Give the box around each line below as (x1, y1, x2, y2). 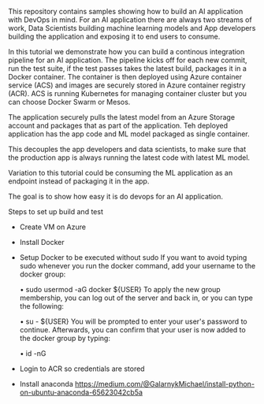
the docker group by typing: (19, 334, 110, 343)
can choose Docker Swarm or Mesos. (8, 98, 131, 106)
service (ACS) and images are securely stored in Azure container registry (8, 80, 246, 90)
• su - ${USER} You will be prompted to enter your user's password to (19, 317, 247, 326)
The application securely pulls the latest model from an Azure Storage (8, 113, 235, 121)
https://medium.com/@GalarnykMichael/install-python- (74, 380, 255, 388)
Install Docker (19, 238, 65, 246)
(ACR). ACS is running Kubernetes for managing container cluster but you (8, 89, 247, 98)
